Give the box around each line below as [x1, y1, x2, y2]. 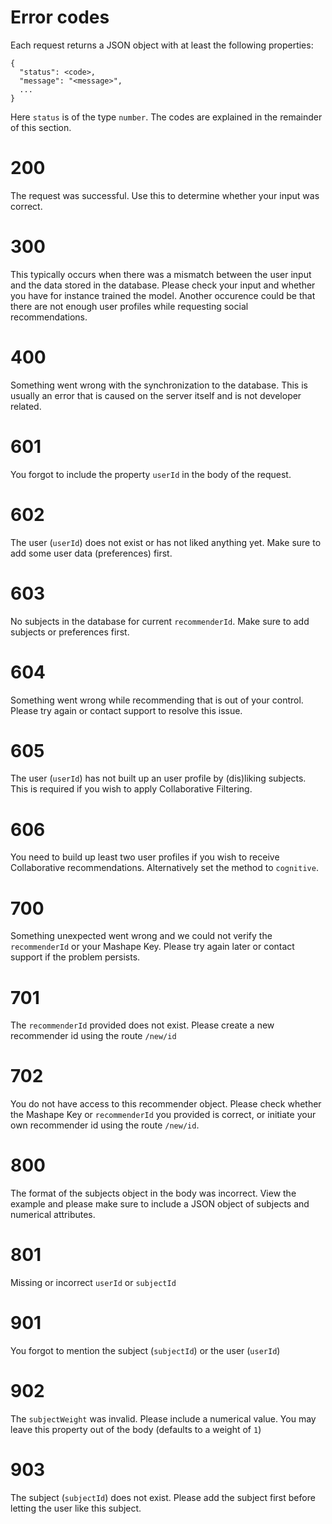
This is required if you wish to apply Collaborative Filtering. [10, 783, 253, 795]
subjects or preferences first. [10, 626, 130, 638]
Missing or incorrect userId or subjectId [10, 1277, 177, 1289]
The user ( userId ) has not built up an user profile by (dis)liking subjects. [10, 772, 307, 785]
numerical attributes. [10, 1209, 96, 1221]
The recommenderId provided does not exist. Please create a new [10, 1019, 275, 1031]
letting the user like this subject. [10, 1502, 142, 1514]
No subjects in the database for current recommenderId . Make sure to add [10, 615, 310, 627]
